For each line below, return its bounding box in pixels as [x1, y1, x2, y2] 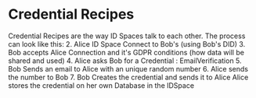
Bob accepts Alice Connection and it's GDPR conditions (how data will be [8, 47, 245, 57]
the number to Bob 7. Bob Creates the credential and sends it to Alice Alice [8, 72, 249, 82]
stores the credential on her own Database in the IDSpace [8, 80, 194, 90]
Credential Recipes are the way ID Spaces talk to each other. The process [8, 31, 246, 40]
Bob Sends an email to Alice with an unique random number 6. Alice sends [8, 64, 249, 73]
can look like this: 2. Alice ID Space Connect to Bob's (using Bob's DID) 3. [8, 39, 246, 48]
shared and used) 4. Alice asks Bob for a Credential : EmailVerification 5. [8, 56, 242, 65]
